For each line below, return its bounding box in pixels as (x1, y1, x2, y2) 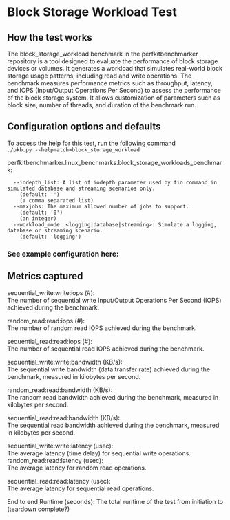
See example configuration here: (7, 249, 119, 259)
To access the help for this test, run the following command (7, 139, 176, 147)
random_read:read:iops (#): (7, 316, 85, 325)
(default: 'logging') (19, 233, 81, 240)
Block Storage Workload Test (7, 4, 177, 20)
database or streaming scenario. (7, 227, 103, 234)
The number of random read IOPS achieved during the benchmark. (7, 324, 197, 332)
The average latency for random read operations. (7, 464, 147, 472)
